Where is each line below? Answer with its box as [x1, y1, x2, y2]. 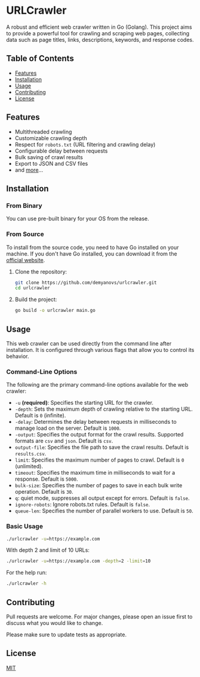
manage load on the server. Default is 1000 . [14, 424, 121, 432]
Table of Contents [6, 53, 75, 63]
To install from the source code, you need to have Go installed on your [6, 244, 179, 251]
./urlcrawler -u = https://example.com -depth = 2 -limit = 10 [6, 558, 151, 564]
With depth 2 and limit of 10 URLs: [6, 547, 90, 554]
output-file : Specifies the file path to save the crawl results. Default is [14, 444, 189, 451]
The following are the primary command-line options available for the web [6, 381, 189, 388]
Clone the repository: [14, 268, 67, 275]
